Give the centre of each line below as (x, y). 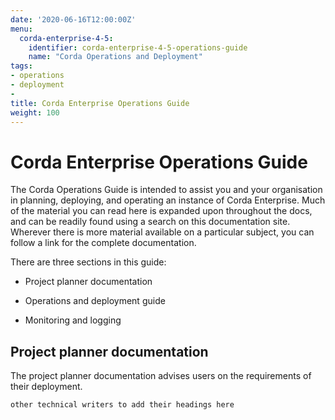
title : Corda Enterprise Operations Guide (100, 103)
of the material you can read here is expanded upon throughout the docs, (161, 211)
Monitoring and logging (73, 320)
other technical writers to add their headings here (122, 405)
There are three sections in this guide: (88, 262)
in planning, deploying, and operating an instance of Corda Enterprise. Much (168, 200)
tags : (21, 66)
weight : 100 (35, 112)
